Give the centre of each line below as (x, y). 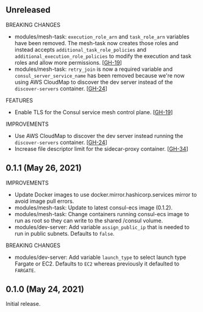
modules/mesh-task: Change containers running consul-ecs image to (102, 214)
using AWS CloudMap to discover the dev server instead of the (94, 82)
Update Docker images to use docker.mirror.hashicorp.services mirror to (106, 194)
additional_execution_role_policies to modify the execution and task (103, 56)
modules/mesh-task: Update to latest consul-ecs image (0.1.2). (94, 208)
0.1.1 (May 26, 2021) (44, 168)
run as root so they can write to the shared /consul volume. (89, 220)
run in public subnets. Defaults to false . (65, 233)
